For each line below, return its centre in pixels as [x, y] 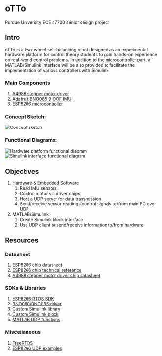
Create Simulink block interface [51, 220]
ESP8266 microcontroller [38, 104]
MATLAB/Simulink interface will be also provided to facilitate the [70, 65]
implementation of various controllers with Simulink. [58, 70]
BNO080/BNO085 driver [37, 304]
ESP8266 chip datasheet [37, 265]
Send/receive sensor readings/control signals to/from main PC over [88, 204]
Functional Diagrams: [31, 140]
